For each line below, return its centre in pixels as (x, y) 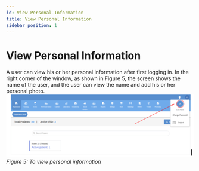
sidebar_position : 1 (32, 25)
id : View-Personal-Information (45, 13)
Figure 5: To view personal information (54, 162)
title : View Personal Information (49, 19)
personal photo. (26, 91)
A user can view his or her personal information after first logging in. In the (97, 72)
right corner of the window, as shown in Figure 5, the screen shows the (93, 78)
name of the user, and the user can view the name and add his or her (91, 85)
